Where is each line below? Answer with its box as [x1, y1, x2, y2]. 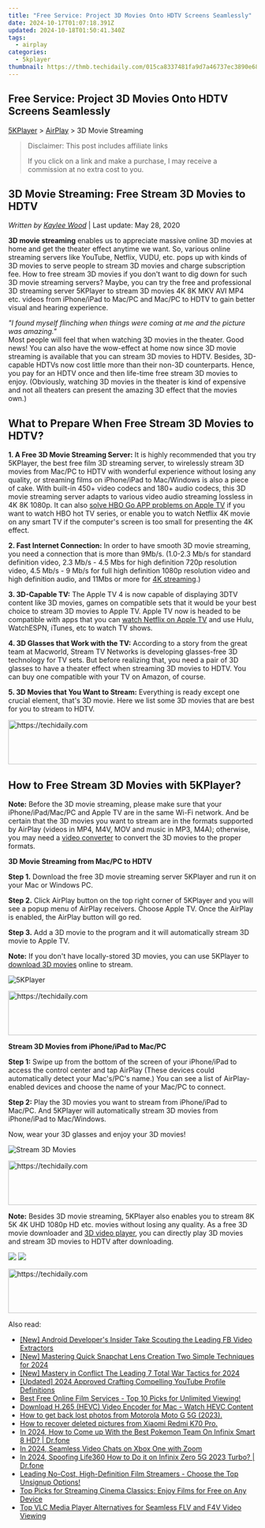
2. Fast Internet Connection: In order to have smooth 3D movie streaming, [8, 541, 251, 550]
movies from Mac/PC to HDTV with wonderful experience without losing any [8, 467, 256, 476]
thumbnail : [8, 63, 44, 71]
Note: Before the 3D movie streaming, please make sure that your [8, 799, 222, 809]
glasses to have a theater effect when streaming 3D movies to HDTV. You [8, 664, 247, 674]
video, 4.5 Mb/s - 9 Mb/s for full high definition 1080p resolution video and [8, 566, 251, 576]
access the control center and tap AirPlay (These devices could [8, 1065, 215, 1075]
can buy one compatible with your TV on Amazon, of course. [8, 672, 207, 681]
